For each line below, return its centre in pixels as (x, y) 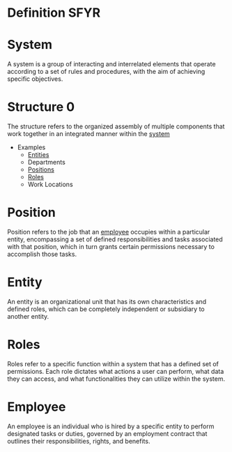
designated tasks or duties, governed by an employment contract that (107, 433)
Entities (38, 155)
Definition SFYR (54, 13)
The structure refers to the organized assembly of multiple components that (116, 126)
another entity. (28, 316)
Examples (31, 147)
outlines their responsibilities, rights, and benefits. (79, 441)
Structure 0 (41, 107)
